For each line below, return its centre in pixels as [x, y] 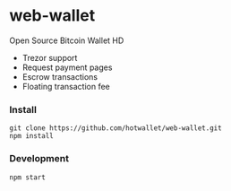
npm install [31, 136]
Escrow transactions [60, 76]
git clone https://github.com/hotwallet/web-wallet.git [115, 128]
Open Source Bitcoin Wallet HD [67, 40]
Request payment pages [67, 67]
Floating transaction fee [66, 86]
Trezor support [50, 57]
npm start [28, 177]
